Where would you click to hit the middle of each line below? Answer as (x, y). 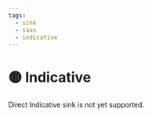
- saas (26, 30)
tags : (17, 15)
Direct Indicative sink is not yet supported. (76, 105)
